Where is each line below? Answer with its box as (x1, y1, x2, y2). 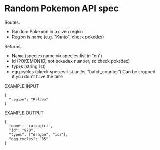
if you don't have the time (11, 74, 63, 79)
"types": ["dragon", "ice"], (9, 132, 68, 137)
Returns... (4, 43, 24, 49)
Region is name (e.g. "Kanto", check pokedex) (11, 34, 104, 40)
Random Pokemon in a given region (11, 28, 83, 34)
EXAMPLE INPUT (4, 83, 40, 89)
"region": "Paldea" (9, 97, 49, 102)
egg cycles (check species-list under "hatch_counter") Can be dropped (11, 68, 156, 74)
